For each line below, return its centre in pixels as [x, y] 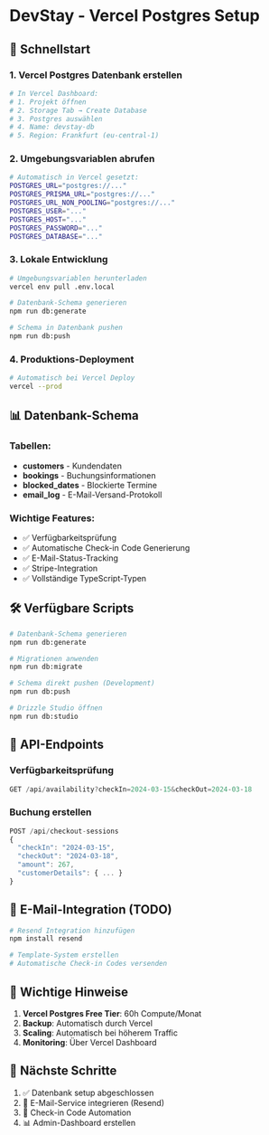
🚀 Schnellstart [50, 49]
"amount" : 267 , [46, 865]
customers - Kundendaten [72, 466]
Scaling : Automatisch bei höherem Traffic [100, 1033]
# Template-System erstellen [64, 955]
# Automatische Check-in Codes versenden [88, 964]
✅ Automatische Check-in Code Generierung [106, 548]
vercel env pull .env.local [62, 287]
